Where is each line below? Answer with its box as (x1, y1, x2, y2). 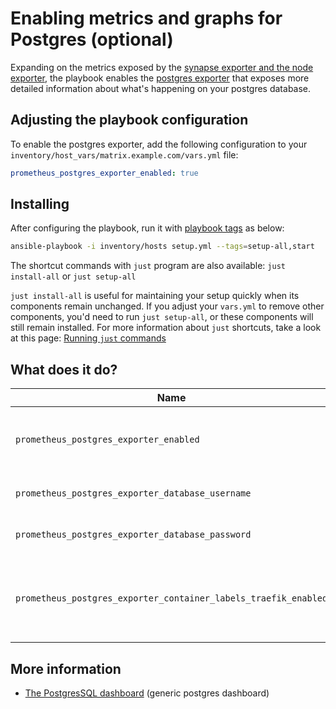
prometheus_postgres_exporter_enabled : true (10, 168, 199, 178)
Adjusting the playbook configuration (10, 112, 249, 129)
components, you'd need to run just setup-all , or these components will (10, 311, 314, 323)
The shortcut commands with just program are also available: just (10, 260, 286, 272)
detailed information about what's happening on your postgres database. (10, 82, 312, 94)
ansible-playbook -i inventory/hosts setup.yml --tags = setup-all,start (10, 242, 315, 252)
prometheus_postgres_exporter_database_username (15, 488, 252, 499)
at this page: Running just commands (10, 332, 167, 344)
